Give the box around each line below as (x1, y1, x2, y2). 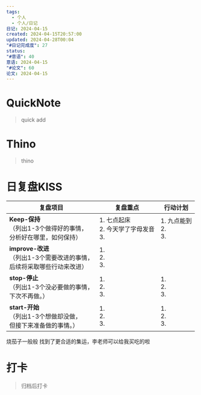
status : (6, 48, 26, 54)
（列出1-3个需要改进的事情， (9, 253, 94, 262)
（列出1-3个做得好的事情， (9, 224, 88, 232)
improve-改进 (9, 244, 49, 253)
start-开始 (9, 303, 40, 312)
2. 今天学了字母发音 (99, 225, 155, 234)
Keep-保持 (9, 215, 41, 223)
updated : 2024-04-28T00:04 (6, 37, 74, 43)
